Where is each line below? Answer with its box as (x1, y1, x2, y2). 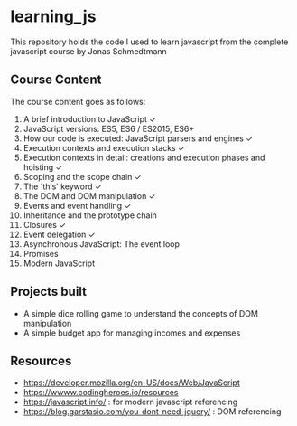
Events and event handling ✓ (23, 200, 132, 211)
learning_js (10, 6, 97, 27)
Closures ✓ (23, 219, 67, 230)
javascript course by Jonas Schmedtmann (10, 45, 168, 56)
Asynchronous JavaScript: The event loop (23, 238, 180, 250)
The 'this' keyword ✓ (23, 181, 102, 192)
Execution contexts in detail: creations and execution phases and (23, 152, 265, 163)
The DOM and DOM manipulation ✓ (23, 190, 156, 201)
